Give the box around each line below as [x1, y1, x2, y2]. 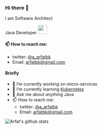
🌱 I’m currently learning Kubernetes [12, 86, 84, 92]
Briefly [5, 70, 20, 76]
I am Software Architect [5, 16, 53, 21]
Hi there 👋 [5, 4, 29, 11]
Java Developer [5, 30, 37, 36]
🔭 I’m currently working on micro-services [12, 81, 98, 87]
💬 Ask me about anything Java [12, 91, 74, 97]
